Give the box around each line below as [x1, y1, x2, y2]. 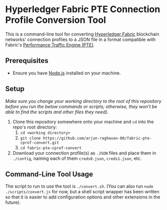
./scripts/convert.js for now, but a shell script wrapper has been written [5, 189, 159, 195]
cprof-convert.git [20, 140, 59, 145]
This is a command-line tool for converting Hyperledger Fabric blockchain [5, 31, 159, 37]
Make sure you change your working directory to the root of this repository [5, 98, 162, 104]
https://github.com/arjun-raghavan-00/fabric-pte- [43, 136, 152, 141]
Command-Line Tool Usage [5, 170, 94, 178]
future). [5, 199, 21, 205]
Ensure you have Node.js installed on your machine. [12, 70, 121, 76]
